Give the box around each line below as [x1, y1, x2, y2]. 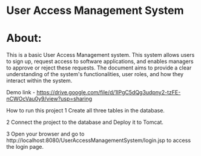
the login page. [6, 143, 44, 151]
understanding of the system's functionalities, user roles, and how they [6, 71, 183, 78]
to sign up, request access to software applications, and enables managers [6, 58, 194, 65]
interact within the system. [6, 77, 73, 85]
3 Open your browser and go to [6, 131, 85, 138]
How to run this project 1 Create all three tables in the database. [6, 107, 165, 114]
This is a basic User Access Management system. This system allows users [6, 51, 195, 59]
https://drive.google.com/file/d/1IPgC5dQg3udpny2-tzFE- [36, 89, 181, 96]
